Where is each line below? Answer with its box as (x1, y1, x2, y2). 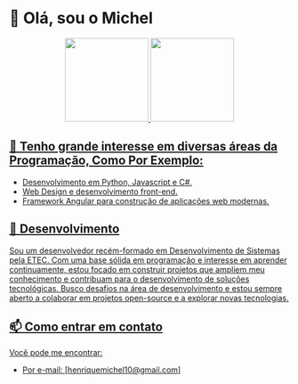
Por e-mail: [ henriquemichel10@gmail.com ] (21, 364, 181, 375)
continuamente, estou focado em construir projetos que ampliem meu (9, 264, 265, 274)
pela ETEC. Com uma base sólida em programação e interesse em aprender (9, 254, 287, 266)
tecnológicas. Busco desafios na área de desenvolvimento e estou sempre (9, 282, 283, 293)
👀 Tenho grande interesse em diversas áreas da (9, 139, 278, 154)
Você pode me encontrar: (9, 347, 103, 358)
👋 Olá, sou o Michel (9, 8, 154, 29)
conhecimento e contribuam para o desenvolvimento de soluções (9, 274, 250, 284)
